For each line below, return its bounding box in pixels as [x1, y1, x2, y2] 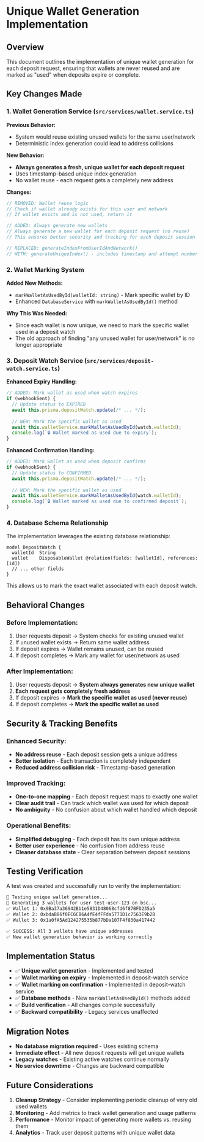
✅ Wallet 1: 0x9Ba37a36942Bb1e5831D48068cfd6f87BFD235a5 [6, 906, 156, 912]
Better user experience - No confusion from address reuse [15, 842, 165, 849]
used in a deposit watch [15, 328, 76, 335]
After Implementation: [6, 667, 73, 676]
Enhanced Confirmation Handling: [6, 447, 95, 454]
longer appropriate [15, 341, 63, 348]
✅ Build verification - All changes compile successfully [15, 1001, 156, 1009]
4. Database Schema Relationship [6, 519, 109, 527]
